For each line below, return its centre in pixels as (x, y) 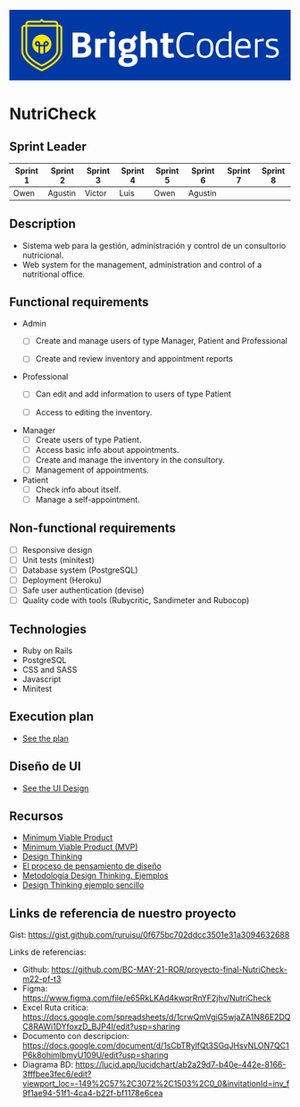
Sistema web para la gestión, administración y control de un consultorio (154, 245)
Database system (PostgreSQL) (80, 570)
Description (42, 224)
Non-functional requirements (92, 528)
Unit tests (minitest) (58, 559)
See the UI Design (55, 788)
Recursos (37, 816)
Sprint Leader (48, 147)
